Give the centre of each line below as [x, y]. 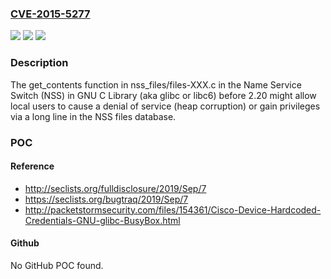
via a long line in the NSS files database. [93, 116]
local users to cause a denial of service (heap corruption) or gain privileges [165, 106]
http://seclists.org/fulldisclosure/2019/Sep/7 [115, 188]
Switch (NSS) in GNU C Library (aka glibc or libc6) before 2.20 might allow [163, 95]
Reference [32, 166]
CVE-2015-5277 [50, 14]
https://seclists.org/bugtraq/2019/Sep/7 [106, 199]
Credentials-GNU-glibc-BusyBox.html [102, 220]
